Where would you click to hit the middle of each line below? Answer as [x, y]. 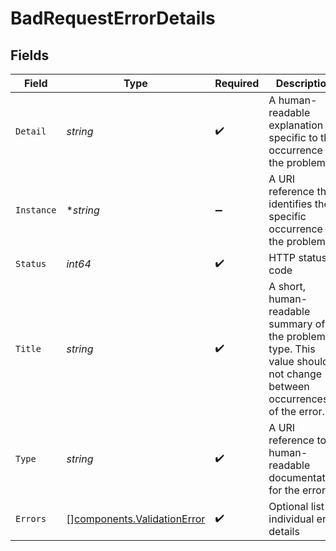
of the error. [296, 411]
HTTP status [298, 257]
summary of [297, 324]
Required [237, 83]
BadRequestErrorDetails [113, 18]
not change [295, 374]
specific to [293, 137]
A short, [287, 286]
